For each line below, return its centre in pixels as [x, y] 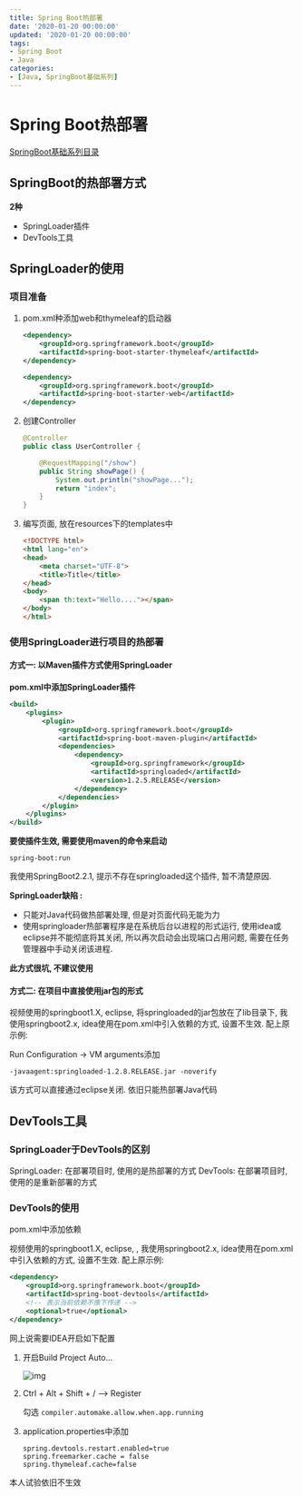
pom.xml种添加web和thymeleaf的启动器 [97, 318]
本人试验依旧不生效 [45, 1482]
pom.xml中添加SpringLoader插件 [73, 688]
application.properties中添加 [76, 1431]
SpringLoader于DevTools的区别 [80, 1149]
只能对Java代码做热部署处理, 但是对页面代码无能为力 [121, 915]
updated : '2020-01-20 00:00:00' [70, 35]
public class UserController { [82, 447]
